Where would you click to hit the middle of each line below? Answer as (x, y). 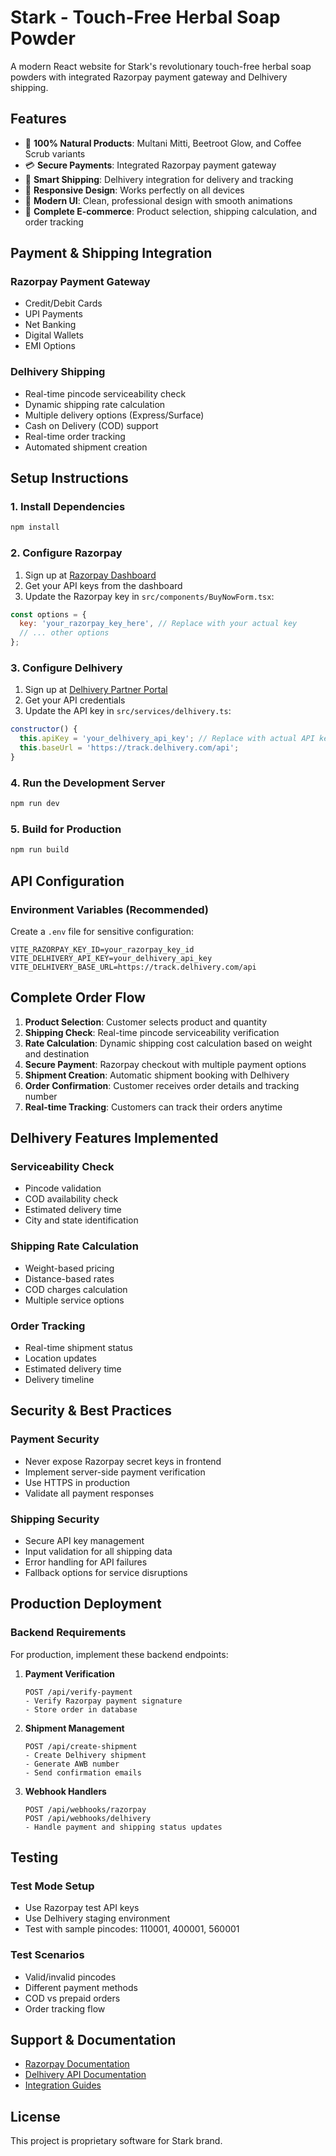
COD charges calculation (76, 1289)
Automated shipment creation (86, 447)
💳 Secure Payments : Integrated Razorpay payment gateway (150, 165)
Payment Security (55, 1439)
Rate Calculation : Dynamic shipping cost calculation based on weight (168, 1043)
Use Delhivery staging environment (97, 1918)
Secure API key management (84, 1540)
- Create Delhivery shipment (85, 1755)
